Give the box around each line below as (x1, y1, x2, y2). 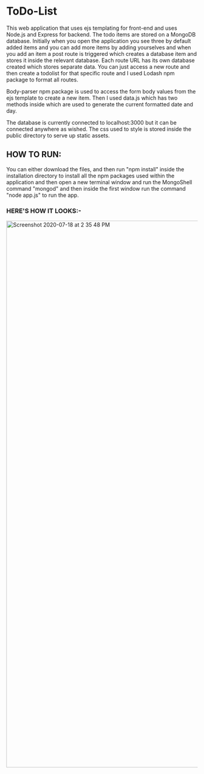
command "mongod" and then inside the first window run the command (6, 185, 186, 192)
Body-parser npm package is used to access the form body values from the (6, 87, 196, 95)
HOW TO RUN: (6, 149, 62, 160)
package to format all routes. (6, 76, 79, 83)
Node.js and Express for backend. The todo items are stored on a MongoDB (6, 30, 196, 38)
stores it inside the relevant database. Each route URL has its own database (6, 57, 195, 64)
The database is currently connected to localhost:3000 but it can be (6, 118, 177, 126)
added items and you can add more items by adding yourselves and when (6, 44, 191, 51)
